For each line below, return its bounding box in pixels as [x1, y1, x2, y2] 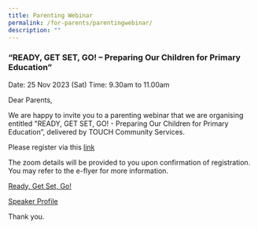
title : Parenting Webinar [8, 11, 93, 20]
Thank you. [8, 212, 45, 221]
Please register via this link [8, 142, 95, 152]
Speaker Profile [8, 196, 58, 205]
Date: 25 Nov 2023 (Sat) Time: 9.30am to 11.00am [8, 79, 170, 89]
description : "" [8, 26, 61, 34]
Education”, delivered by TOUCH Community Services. [8, 127, 185, 136]
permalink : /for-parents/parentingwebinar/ [8, 19, 153, 27]
